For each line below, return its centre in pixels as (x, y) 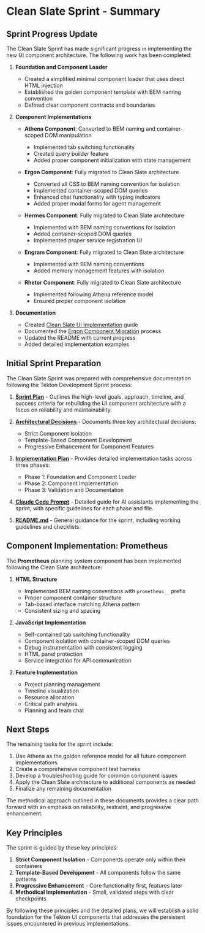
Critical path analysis (51, 704)
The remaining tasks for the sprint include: (60, 744)
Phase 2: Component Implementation (71, 483)
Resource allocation (49, 697)
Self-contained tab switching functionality (77, 634)
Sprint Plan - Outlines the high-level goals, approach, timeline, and (99, 396)
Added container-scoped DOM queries (82, 234)
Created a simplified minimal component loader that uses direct (104, 79)
